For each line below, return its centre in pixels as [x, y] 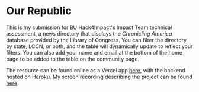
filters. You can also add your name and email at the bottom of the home [94, 52]
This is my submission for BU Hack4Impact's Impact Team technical [89, 27]
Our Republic [39, 11]
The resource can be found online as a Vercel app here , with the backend [96, 70]
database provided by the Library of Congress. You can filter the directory [97, 40]
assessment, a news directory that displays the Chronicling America [89, 33]
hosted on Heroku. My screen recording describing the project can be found [99, 77]
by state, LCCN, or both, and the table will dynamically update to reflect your [99, 46]
